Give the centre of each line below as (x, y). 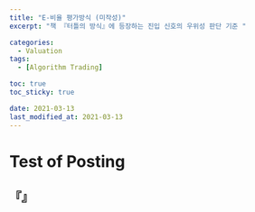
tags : (19, 60)
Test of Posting (67, 161)
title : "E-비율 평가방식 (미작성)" (68, 18)
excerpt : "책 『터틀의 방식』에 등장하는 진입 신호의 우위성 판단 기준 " (128, 26)
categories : (32, 42)
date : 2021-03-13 (42, 108)
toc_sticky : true (42, 92)
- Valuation (40, 51)
